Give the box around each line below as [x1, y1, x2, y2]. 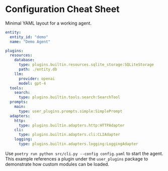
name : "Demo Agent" [10, 39, 51, 44]
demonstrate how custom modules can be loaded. [5, 161, 110, 167]
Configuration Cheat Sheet [5, 4, 120, 15]
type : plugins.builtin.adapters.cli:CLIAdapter [18, 132, 121, 137]
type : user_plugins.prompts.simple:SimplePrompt [18, 109, 123, 114]
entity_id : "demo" [10, 34, 49, 40]
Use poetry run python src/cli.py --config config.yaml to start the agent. [5, 150, 163, 156]
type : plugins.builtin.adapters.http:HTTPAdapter [18, 123, 125, 128]
